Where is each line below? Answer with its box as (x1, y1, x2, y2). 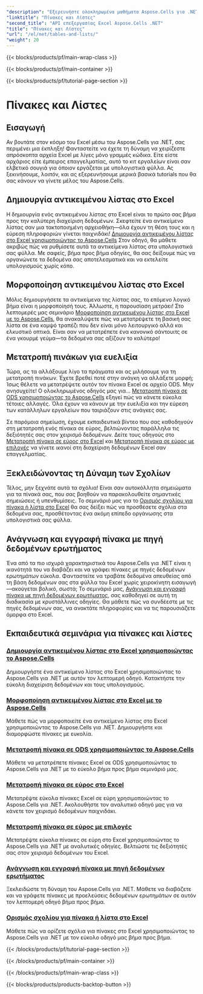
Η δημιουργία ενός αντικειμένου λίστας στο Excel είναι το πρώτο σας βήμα (6, 210, 196, 218)
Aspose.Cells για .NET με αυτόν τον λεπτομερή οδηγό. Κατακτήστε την (6, 674, 185, 681)
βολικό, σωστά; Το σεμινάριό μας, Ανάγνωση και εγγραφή (39, 585, 186, 592)
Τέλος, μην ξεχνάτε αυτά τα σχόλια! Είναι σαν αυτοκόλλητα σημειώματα (6, 484, 192, 491)
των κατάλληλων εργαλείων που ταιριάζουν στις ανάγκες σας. (6, 406, 167, 414)
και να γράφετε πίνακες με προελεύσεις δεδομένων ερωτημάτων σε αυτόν (6, 892, 196, 900)
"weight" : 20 (6, 37, 39, 43)
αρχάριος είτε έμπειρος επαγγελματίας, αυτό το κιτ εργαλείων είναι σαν (6, 158, 191, 165)
